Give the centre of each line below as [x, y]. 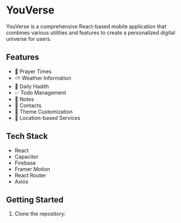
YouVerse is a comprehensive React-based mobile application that [86, 26]
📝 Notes [24, 99]
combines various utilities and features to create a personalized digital [91, 32]
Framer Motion [33, 169]
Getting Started [35, 200]
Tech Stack [27, 136]
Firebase [25, 163]
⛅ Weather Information [43, 78]
